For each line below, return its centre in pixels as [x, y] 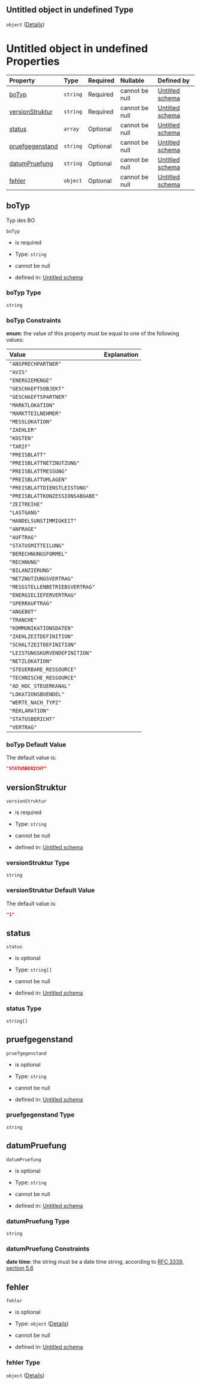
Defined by [174, 80]
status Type [24, 1008]
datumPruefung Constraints [48, 1249]
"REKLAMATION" [29, 711]
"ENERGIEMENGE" [31, 380]
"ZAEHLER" [23, 430]
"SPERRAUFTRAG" [31, 604]
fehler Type [23, 1362]
